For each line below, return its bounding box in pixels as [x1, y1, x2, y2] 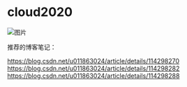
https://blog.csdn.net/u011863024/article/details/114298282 [7, 64, 180, 72]
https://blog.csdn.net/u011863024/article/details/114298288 [7, 71, 180, 80]
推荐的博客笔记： [7, 42, 57, 51]
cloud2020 [7, 4, 73, 20]
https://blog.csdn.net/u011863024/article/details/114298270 [7, 56, 180, 65]
